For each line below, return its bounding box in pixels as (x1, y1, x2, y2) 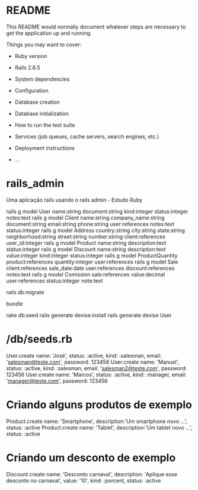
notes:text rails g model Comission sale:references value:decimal (6, 271, 165, 278)
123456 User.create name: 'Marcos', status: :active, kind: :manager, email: (6, 371, 187, 378)
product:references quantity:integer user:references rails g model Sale (6, 258, 178, 265)
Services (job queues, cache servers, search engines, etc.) (14, 133, 159, 140)
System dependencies (14, 75, 70, 82)
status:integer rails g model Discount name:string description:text (6, 246, 166, 253)
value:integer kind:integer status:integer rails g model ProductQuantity (6, 252, 178, 259)
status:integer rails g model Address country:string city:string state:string (6, 227, 185, 234)
